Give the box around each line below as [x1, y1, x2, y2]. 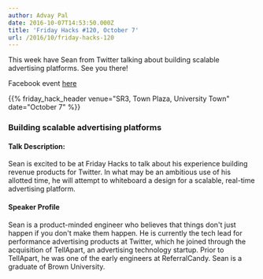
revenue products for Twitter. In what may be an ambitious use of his [8, 167, 231, 177]
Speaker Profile [8, 202, 61, 211]
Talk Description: [8, 141, 65, 151]
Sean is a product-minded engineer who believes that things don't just [8, 220, 236, 229]
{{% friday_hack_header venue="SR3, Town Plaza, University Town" [8, 94, 230, 103]
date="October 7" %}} [8, 102, 81, 112]
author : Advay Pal [8, 11, 69, 20]
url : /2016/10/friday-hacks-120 [8, 33, 114, 42]
